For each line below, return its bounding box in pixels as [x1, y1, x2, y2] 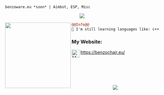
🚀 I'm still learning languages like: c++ [71, 27, 160, 32]
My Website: [71, 38, 102, 45]
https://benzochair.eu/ [80, 49, 125, 56]
